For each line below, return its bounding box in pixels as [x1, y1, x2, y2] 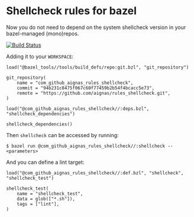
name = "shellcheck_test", [17, 190, 83, 196]
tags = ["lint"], [17, 201, 60, 207]
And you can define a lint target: [6, 158, 85, 166]
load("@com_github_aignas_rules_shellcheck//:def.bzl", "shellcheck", [6, 170, 184, 176]
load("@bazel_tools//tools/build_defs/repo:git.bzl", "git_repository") [6, 64, 189, 70]
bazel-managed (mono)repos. [6, 30, 79, 37]
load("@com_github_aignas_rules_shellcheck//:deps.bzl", [6, 105, 150, 112]
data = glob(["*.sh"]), [17, 196, 76, 202]
